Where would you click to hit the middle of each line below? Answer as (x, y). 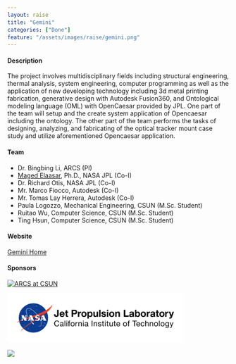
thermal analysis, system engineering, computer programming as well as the (118, 84)
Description (25, 61)
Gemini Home (27, 252)
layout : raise (28, 15)
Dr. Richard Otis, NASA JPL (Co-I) (66, 182)
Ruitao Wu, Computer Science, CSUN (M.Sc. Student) (95, 213)
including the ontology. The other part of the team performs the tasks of (112, 121)
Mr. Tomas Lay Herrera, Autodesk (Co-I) (76, 198)
